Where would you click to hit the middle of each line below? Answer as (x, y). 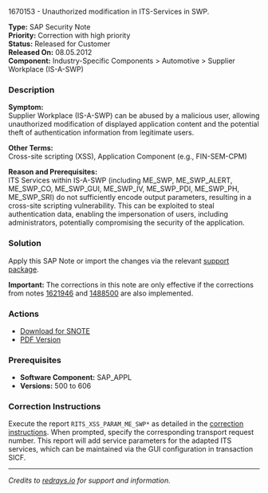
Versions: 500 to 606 (55, 386)
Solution (25, 244)
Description (32, 89)
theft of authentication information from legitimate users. (101, 133)
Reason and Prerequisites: (53, 172)
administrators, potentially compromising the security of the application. (126, 223)
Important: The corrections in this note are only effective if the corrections (131, 284)
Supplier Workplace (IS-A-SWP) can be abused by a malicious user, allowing (134, 115)
